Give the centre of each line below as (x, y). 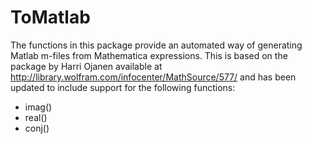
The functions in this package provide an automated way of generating (156, 45)
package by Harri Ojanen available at (86, 66)
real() (36, 117)
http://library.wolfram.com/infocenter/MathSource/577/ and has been (153, 77)
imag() (38, 107)
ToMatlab (50, 17)
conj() (37, 128)
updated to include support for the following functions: (123, 87)
